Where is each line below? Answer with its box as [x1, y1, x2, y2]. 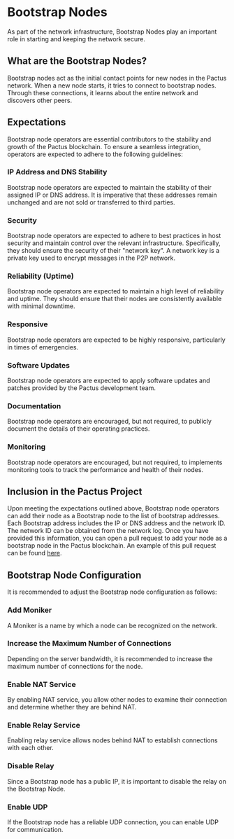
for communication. [7, 826, 64, 834]
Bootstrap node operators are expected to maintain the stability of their [7, 183, 212, 191]
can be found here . [7, 549, 62, 557]
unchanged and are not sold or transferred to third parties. [7, 197, 176, 207]
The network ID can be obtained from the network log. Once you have [7, 527, 209, 535]
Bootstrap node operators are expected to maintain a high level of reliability [7, 287, 224, 296]
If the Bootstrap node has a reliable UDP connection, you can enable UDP [7, 818, 219, 826]
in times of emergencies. [7, 342, 79, 351]
